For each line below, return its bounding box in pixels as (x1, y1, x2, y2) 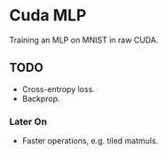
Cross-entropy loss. (21, 83, 95, 94)
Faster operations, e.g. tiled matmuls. (21, 136, 158, 146)
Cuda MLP (9, 5, 87, 26)
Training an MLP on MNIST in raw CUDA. (9, 35, 159, 45)
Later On (9, 115, 47, 128)
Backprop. (21, 93, 60, 104)
